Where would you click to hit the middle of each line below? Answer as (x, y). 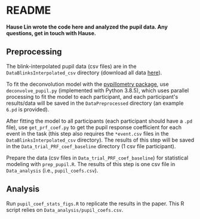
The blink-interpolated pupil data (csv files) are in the (71, 66)
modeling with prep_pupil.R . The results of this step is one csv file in (91, 164)
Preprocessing (34, 52)
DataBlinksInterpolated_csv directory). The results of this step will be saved (100, 140)
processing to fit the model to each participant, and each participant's (92, 96)
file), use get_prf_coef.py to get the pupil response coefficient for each (94, 127)
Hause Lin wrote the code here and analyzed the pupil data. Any (87, 27)
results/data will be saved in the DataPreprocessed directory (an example (95, 103)
